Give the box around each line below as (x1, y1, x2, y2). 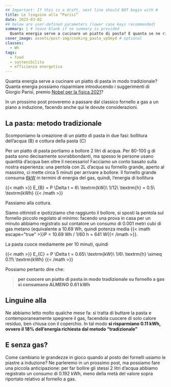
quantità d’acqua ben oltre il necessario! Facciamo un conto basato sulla (5, 158, 157, 164)
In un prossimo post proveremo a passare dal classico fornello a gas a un (5, 99, 159, 105)
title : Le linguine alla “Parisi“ (5, 12, 79, 17)
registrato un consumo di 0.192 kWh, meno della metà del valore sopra (5, 370, 153, 376)
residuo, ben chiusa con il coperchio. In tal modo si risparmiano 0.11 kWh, (5, 320, 161, 326)
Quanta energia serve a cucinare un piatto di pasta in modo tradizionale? (5, 78, 158, 84)
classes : (5, 41, 24, 46)
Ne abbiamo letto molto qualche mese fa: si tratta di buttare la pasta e (5, 310, 152, 316)
